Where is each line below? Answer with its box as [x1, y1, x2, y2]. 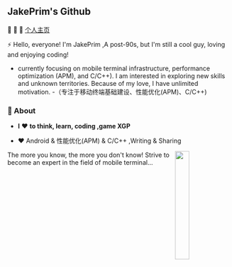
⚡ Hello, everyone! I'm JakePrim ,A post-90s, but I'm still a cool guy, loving [7, 40, 226, 48]
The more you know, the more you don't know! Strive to [7, 151, 170, 159]
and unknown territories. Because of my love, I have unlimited [17, 79, 199, 87]
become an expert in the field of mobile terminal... [7, 158, 153, 167]
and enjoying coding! [7, 50, 69, 59]
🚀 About [7, 106, 36, 116]
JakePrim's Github [7, 6, 91, 18]
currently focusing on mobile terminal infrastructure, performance [17, 64, 211, 72]
